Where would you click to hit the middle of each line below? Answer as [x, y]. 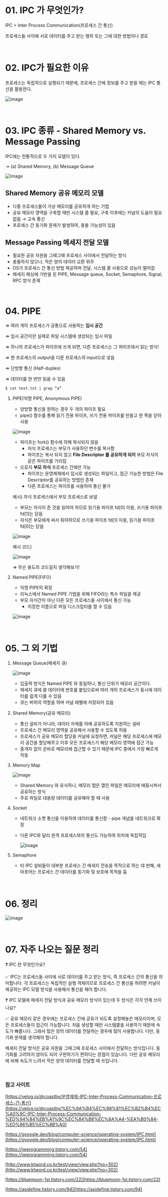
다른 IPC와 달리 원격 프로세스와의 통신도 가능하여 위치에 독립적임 [83, 835]
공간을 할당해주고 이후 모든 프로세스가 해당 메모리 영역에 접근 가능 [90, 743]
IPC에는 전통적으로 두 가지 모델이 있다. [43, 156]
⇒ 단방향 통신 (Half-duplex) [33, 368]
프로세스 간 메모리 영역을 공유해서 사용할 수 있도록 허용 [73, 730]
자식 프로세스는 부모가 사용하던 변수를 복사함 [71, 449]
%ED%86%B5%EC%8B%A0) [36, 1125]
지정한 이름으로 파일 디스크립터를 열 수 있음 [69, 607]
